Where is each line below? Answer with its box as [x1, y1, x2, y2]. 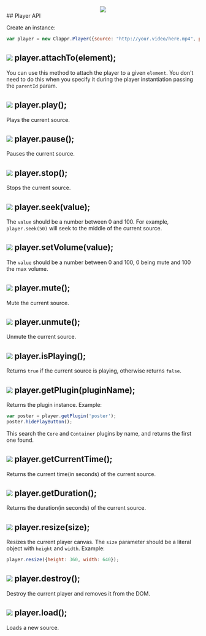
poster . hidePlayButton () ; [6, 418, 72, 425]
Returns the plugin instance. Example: [6, 401, 102, 408]
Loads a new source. [6, 624, 59, 631]
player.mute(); [14, 283, 71, 293]
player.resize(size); [14, 522, 90, 532]
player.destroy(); [14, 574, 81, 584]
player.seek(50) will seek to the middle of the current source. [6, 224, 162, 232]
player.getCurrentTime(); [14, 454, 113, 464]
